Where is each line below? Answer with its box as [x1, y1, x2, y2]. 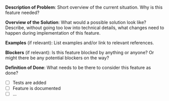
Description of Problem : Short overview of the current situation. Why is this [5, 5, 163, 10]
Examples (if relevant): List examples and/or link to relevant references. [5, 40, 154, 46]
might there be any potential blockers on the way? [5, 55, 109, 61]
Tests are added [12, 80, 46, 85]
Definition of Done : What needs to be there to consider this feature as [5, 65, 151, 70]
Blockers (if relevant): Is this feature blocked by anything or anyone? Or [5, 50, 154, 55]
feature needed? [5, 10, 39, 16]
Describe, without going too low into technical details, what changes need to [5, 25, 164, 31]
